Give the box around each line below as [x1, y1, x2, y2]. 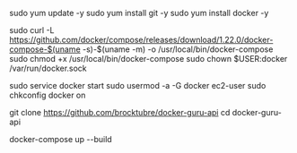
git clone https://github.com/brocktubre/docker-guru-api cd [9, 107, 231, 117]
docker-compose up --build [9, 134, 112, 144]
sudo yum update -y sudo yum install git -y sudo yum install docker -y [9, 8, 269, 18]
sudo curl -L [9, 25, 56, 35]
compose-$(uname [9, 44, 81, 55]
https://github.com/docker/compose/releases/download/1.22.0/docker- [9, 35, 274, 45]
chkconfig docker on [9, 89, 86, 100]
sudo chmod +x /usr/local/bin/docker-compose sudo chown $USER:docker [9, 54, 288, 64]
